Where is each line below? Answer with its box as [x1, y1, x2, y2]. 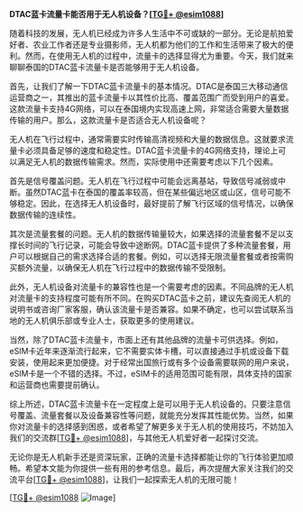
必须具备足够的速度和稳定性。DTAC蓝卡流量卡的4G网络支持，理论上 [24, 145, 279, 156]
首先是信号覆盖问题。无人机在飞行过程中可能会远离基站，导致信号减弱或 [9, 176, 278, 186]
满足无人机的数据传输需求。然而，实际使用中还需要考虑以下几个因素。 [16, 157, 278, 167]
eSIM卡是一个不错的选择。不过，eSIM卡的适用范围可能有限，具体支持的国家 [9, 369, 293, 379]
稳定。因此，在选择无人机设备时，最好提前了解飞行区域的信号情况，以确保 [16, 198, 294, 208]
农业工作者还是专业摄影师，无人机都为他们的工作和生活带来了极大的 [32, 40, 286, 50]
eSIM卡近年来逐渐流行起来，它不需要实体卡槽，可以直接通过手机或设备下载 [9, 346, 289, 356]
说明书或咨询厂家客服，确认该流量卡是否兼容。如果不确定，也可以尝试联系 [9, 304, 286, 315]
